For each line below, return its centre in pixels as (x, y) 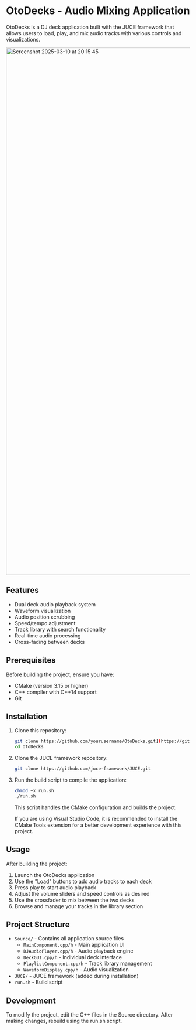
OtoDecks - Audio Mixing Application (98, 11)
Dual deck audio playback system (55, 604)
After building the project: (37, 864)
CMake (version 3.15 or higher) (51, 685)
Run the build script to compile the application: (70, 780)
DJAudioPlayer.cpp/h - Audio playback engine (78, 951)
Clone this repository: (40, 731)
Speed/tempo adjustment (45, 623)
